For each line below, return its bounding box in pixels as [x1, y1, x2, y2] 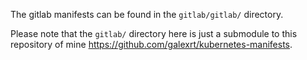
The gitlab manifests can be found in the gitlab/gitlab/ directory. [10, 9, 284, 20]
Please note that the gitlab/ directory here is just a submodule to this [10, 28, 298, 39]
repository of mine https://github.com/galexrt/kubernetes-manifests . [10, 39, 293, 50]
